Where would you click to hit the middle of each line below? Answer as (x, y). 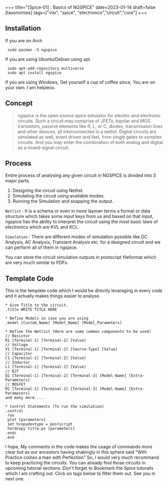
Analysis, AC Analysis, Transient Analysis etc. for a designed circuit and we (83, 242)
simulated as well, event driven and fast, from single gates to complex (90, 137)
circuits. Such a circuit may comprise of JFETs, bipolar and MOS (84, 121)
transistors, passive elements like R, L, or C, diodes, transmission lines (90, 126)
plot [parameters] (27, 420)
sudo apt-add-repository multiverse (46, 68)
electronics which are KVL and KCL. (42, 227)
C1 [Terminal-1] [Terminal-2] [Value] (46, 358)
